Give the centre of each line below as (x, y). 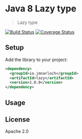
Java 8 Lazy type (41, 9)
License (18, 119)
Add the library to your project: (36, 60)
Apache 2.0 (17, 132)
